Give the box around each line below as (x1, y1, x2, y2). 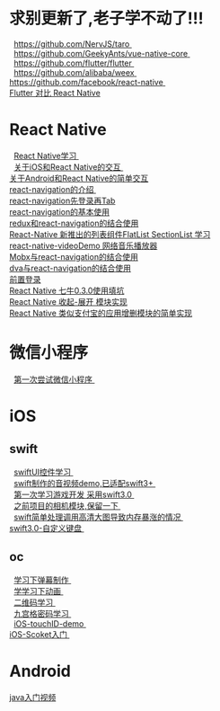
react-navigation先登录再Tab (9, 195, 116, 206)
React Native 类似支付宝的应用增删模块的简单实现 (9, 307, 193, 318)
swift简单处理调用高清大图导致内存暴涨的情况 (13, 511, 181, 522)
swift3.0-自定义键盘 (9, 522, 83, 533)
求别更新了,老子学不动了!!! (9, 8, 204, 29)
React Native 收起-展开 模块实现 (9, 296, 128, 307)
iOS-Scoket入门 (9, 628, 68, 639)
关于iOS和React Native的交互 (13, 161, 121, 172)
